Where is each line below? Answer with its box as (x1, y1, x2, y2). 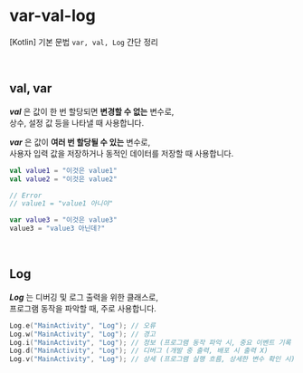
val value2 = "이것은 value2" (9, 174, 118, 184)
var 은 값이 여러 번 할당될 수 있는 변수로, (9, 137, 151, 148)
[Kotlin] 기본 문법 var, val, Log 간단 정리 (9, 36, 158, 47)
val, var (9, 81, 52, 96)
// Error (9, 191, 43, 200)
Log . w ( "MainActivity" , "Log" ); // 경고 (9, 330, 156, 339)
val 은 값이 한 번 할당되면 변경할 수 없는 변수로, (9, 106, 175, 117)
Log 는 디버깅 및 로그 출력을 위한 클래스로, (9, 292, 159, 302)
